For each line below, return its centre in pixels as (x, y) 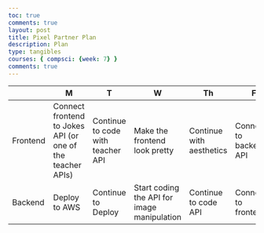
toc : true (24, 15)
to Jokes (69, 126)
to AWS (67, 207)
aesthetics (208, 150)
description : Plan (38, 45)
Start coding (156, 187)
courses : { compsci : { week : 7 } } (63, 60)
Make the (151, 130)
